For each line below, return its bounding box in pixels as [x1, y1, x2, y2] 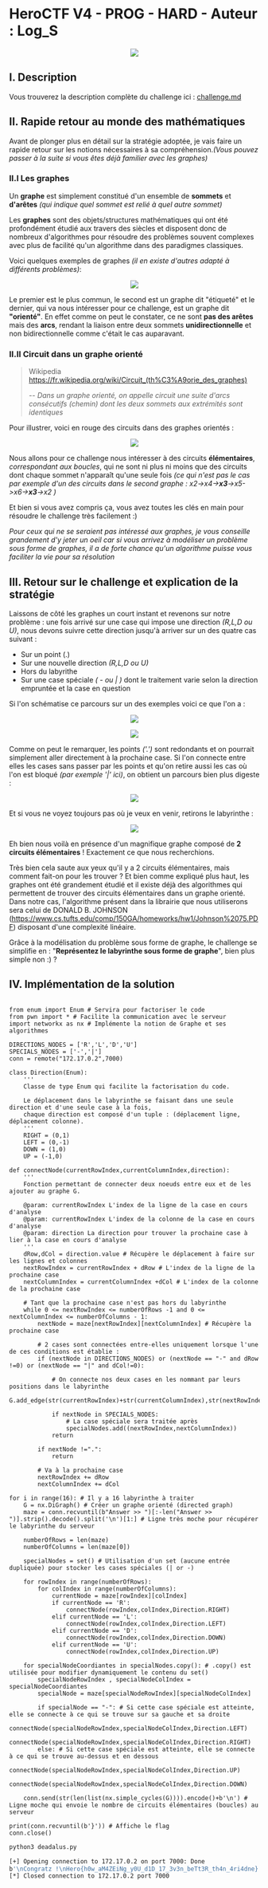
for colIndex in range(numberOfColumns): [37, 1584, 177, 1593]
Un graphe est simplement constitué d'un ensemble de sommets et [9, 191, 231, 200]
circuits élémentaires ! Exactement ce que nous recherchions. [9, 847, 215, 857]
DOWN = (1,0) [23, 1145, 67, 1153]
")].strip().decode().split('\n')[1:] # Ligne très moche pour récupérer [9, 1515, 259, 1523]
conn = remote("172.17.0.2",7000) [9, 1054, 124, 1063]
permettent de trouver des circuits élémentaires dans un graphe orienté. [9, 888, 246, 898]
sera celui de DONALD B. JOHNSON [9, 905, 128, 914]
